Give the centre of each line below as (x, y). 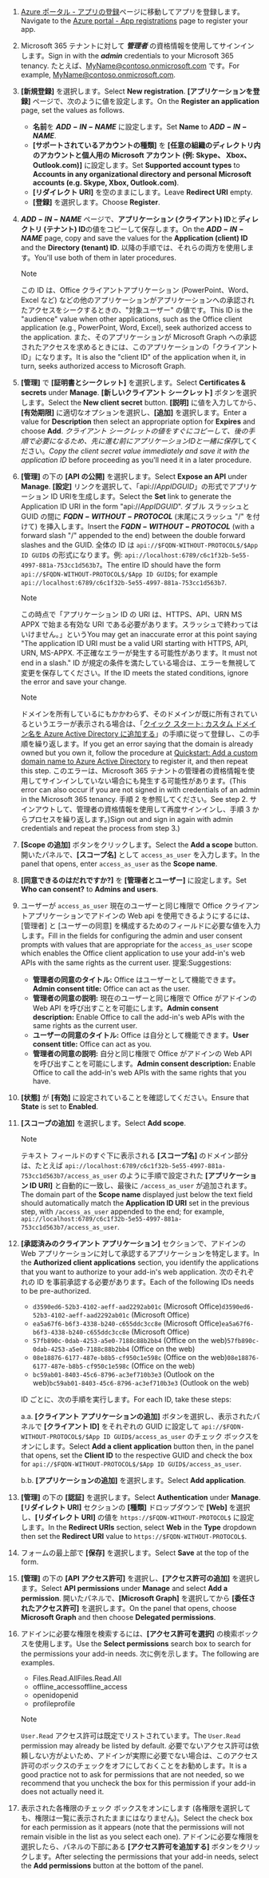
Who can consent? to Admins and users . (89, 889)
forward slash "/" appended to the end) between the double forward (133, 535)
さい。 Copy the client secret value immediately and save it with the (138, 451)
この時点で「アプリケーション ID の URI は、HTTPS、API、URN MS (131, 614)
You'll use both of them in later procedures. (105, 257)
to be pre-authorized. (55, 1291)
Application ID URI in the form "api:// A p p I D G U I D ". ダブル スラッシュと (135, 506)
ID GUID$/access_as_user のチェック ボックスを (181, 1436)
